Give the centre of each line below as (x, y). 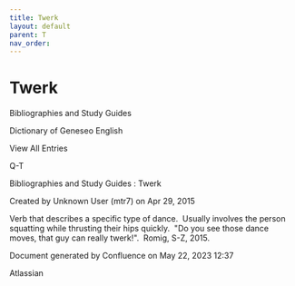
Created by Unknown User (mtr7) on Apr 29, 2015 (102, 202)
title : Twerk (34, 18)
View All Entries (39, 148)
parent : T (28, 35)
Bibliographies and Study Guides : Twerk (85, 183)
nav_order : (30, 43)
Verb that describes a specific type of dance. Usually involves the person (147, 219)
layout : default (40, 26)
